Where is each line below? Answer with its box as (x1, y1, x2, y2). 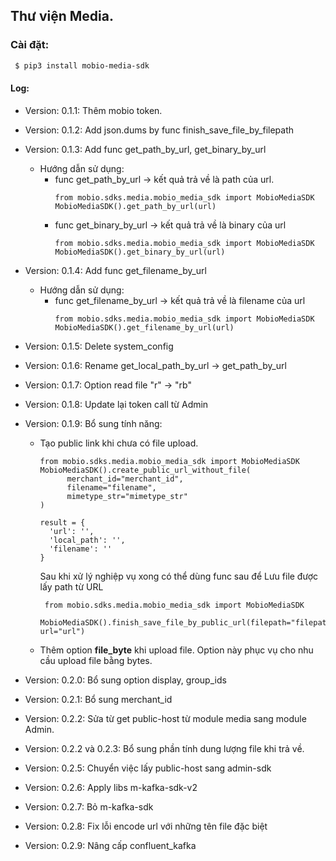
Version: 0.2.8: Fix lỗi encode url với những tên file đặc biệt (24, 820, 268, 832)
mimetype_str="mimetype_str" (66, 491, 188, 501)
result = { (39, 517, 86, 528)
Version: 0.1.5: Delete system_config (24, 340, 174, 352)
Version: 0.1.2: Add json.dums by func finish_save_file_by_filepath (24, 124, 295, 136)
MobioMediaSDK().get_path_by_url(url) (54, 201, 217, 211)
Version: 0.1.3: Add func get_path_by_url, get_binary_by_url (24, 143, 267, 155)
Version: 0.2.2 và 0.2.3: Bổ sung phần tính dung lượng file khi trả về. (24, 742, 305, 754)
